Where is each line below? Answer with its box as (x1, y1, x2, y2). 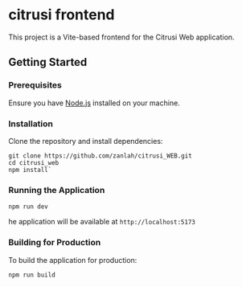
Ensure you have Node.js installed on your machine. (8, 98, 181, 108)
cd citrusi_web (8, 158, 59, 166)
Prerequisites (8, 80, 62, 91)
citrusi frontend (8, 6, 115, 24)
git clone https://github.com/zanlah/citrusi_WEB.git (8, 151, 193, 160)
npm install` (8, 166, 52, 174)
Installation (8, 118, 54, 129)
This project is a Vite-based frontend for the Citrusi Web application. (8, 32, 235, 42)
